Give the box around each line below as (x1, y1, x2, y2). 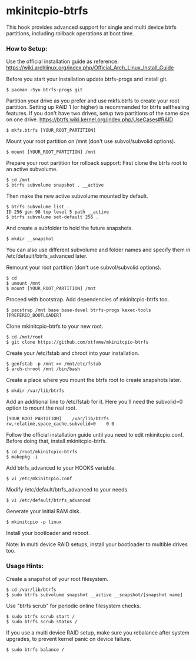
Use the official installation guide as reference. (6, 58, 119, 65)
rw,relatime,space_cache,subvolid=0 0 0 (6, 421, 115, 427)
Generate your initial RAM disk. (6, 508, 81, 515)
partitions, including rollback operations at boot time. (6, 29, 134, 36)
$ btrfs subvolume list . (6, 204, 69, 210)
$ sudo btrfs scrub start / (6, 613, 75, 619)
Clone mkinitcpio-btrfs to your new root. (6, 323, 104, 330)
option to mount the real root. (6, 404, 77, 411)
